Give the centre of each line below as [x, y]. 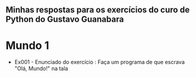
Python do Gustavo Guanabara [65, 20]
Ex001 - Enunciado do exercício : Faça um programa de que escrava [100, 62]
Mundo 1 [28, 45]
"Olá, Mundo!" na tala [41, 68]
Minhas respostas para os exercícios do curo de [98, 10]
